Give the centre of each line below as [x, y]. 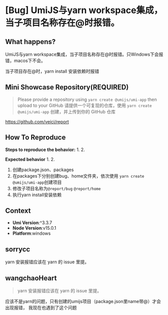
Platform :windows [32, 233]
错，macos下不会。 [25, 60]
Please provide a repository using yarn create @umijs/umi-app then [87, 99]
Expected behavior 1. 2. [30, 159]
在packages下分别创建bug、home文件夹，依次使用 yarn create [78, 176]
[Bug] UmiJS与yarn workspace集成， [84, 10]
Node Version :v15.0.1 [34, 228]
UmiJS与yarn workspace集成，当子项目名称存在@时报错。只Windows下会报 [84, 54]
